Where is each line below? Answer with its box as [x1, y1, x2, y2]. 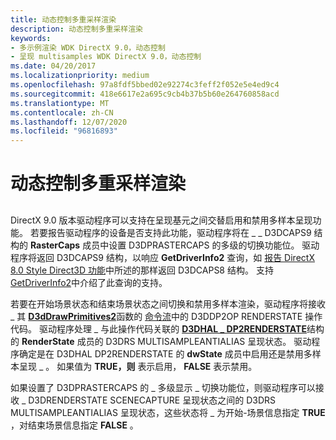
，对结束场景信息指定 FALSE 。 [10, 419, 139, 431]
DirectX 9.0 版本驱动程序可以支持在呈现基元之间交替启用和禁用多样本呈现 [10, 214, 313, 226]
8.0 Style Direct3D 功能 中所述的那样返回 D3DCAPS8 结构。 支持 [10, 264, 274, 276]
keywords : [10, 33, 52, 43]
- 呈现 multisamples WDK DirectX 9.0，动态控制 [10, 52, 202, 62]
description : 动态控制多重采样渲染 [10, 24, 143, 34]
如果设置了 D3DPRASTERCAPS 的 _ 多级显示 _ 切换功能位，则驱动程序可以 [10, 381, 316, 393]
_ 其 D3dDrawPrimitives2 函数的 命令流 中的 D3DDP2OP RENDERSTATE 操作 [10, 310, 323, 322]
